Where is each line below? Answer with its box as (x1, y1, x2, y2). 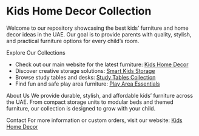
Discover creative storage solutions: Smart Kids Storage (15, 67, 155, 74)
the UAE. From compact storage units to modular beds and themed (6, 98, 174, 106)
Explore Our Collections (6, 49, 66, 56)
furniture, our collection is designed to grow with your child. (6, 104, 156, 112)
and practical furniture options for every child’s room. (6, 37, 140, 44)
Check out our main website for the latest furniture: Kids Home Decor (15, 61, 189, 68)
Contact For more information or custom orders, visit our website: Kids (6, 117, 183, 124)
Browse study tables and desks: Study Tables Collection (15, 73, 156, 81)
